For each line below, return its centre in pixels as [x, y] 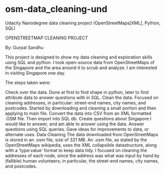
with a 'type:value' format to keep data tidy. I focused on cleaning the [76, 150]
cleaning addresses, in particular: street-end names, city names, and [76, 102]
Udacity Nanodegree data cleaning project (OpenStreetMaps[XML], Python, [83, 23]
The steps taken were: [28, 83]
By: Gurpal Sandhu [24, 47]
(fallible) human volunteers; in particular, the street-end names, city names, [82, 161]
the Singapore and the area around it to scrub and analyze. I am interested [81, 68]
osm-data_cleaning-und [56, 9]
